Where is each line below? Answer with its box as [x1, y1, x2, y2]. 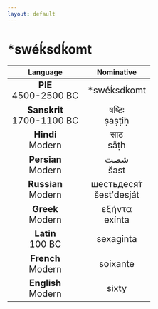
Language [28, 67, 63, 77]
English [29, 278, 62, 289]
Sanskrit [27, 104, 64, 116]
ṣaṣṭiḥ [104, 115, 130, 126]
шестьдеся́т [90, 178, 143, 190]
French [30, 253, 60, 264]
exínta [104, 213, 130, 226]
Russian [28, 178, 63, 190]
